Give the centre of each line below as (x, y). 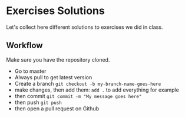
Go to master (30, 71)
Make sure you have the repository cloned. (58, 59)
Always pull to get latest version (53, 77)
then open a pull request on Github (57, 108)
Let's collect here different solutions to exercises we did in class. (85, 27)
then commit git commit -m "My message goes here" (78, 96)
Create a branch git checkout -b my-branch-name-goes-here (88, 83)
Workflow (24, 45)
